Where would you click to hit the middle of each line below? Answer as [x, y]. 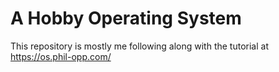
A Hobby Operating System [126, 18]
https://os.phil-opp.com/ [61, 56]
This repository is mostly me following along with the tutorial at [139, 46]
